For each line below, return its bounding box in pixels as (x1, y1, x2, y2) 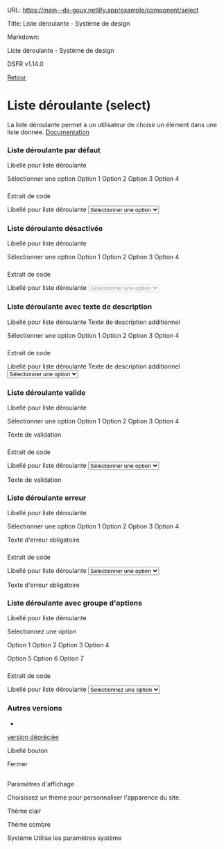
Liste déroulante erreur (7, 493, 87, 503)
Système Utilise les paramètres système (7, 834, 122, 842)
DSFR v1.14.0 (7, 60, 44, 68)
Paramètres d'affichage (7, 779, 75, 788)
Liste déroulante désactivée (7, 224, 103, 234)
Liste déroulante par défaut (7, 145, 101, 155)
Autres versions (7, 704, 62, 713)
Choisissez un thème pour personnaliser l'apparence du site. (7, 793, 181, 802)
